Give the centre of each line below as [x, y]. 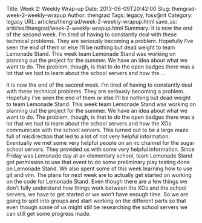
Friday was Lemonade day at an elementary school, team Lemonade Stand [99, 156]
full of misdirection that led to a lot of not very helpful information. [88, 136]
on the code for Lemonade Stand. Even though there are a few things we [97, 181]
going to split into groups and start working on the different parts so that [96, 201]
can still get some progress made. [49, 214]
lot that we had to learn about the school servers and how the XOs [89, 123]
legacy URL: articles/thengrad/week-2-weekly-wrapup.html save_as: [92, 22]
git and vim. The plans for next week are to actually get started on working [99, 175]
